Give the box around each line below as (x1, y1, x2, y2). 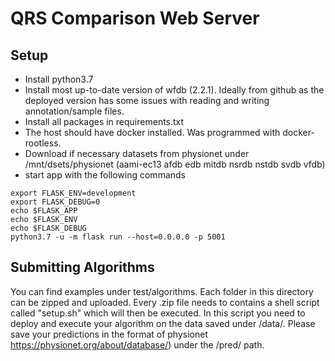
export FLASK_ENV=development (10, 188, 137, 198)
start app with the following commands (24, 169, 186, 181)
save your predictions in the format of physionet (10, 328, 208, 340)
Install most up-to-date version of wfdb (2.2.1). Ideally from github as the (24, 84, 325, 96)
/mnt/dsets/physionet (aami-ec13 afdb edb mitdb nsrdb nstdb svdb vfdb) (24, 158, 326, 170)
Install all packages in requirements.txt (24, 116, 185, 127)
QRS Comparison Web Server (10, 7, 260, 30)
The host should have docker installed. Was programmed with (24, 127, 281, 138)
